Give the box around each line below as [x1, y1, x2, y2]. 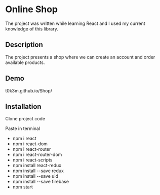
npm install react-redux [12, 162, 62, 169]
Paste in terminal [5, 125, 41, 132]
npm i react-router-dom [12, 151, 62, 158]
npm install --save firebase [12, 179, 69, 185]
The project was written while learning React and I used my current [5, 20, 145, 26]
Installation [5, 102, 42, 111]
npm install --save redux [12, 168, 64, 174]
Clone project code [5, 116, 46, 122]
